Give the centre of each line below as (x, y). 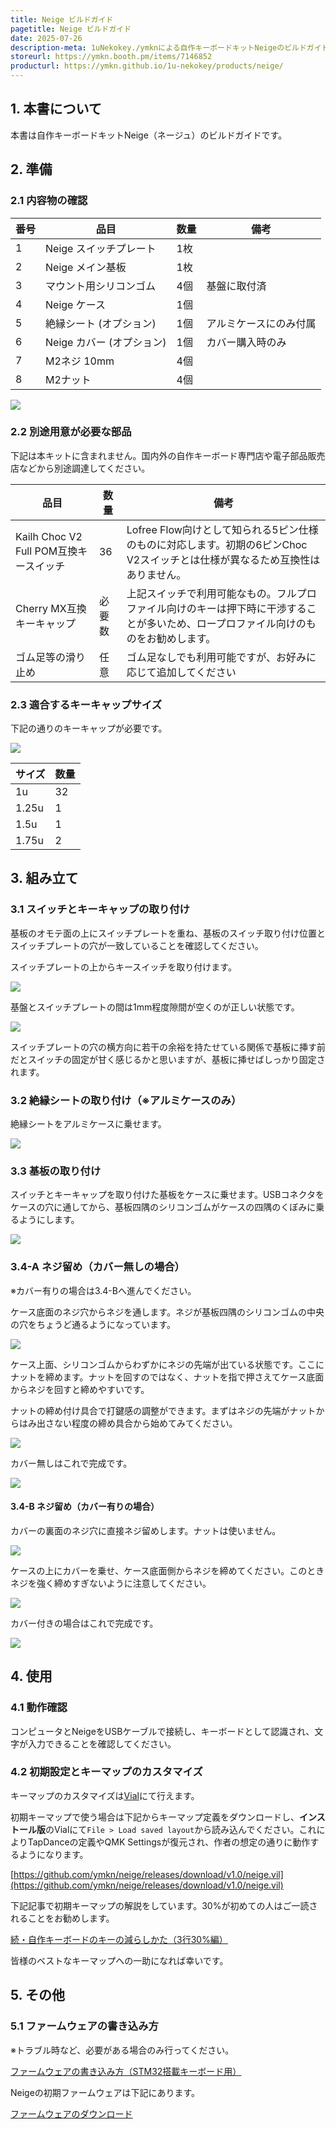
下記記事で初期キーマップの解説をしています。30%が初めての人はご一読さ (164, 1905)
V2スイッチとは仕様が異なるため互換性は (223, 559)
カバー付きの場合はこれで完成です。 (84, 1623)
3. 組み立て (44, 878)
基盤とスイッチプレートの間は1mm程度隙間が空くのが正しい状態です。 (155, 1007)
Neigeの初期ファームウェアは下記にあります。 (105, 2092)
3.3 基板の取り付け (56, 1171)
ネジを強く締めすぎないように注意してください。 (111, 1583)
